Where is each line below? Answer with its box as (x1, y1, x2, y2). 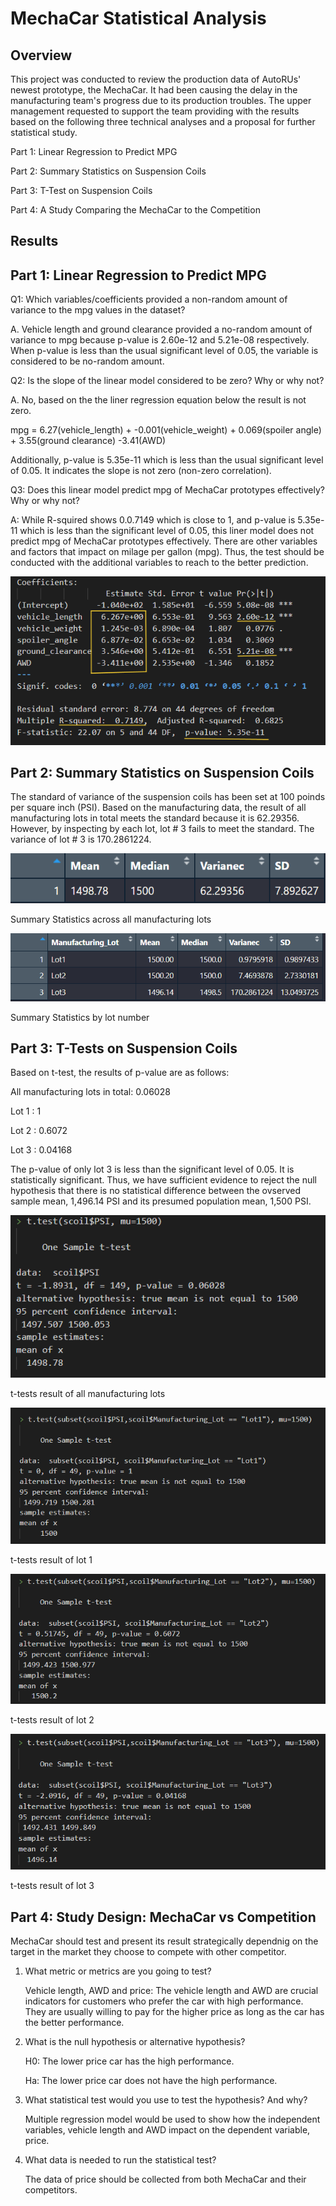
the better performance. (24, 2017, 125, 2029)
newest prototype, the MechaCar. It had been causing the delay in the (10, 84, 298, 96)
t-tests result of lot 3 (10, 1880, 95, 1892)
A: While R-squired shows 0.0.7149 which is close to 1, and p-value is (10, 514, 296, 526)
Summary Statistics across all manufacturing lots (10, 913, 212, 926)
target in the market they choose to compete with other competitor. (10, 1946, 287, 1958)
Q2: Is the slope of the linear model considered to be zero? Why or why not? (10, 375, 325, 387)
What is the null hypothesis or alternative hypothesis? (24, 2036, 246, 2048)
